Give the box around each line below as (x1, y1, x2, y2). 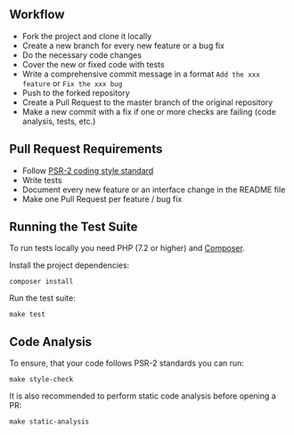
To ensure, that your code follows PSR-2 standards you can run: (9, 358, 245, 368)
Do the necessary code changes (21, 49, 143, 60)
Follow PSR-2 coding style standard (21, 165, 154, 176)
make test (9, 310, 46, 319)
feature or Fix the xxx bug (21, 77, 123, 88)
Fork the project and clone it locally (21, 30, 152, 41)
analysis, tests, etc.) (21, 116, 96, 126)
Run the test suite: (9, 293, 76, 303)
